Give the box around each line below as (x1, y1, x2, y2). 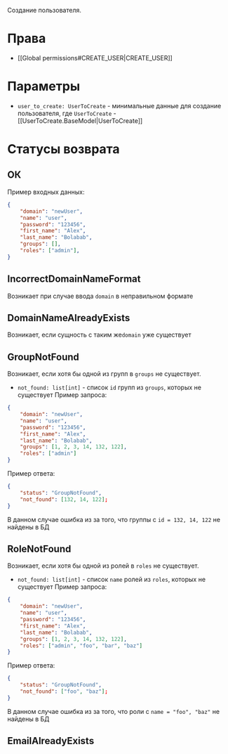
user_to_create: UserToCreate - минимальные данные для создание (17, 101, 222, 110)
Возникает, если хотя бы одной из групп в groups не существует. (7, 370, 201, 378)
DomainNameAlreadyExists (7, 312, 130, 324)
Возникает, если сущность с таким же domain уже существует (7, 330, 192, 339)
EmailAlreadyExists (7, 735, 95, 747)
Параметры (7, 79, 81, 94)
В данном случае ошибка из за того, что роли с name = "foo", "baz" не (7, 707, 220, 715)
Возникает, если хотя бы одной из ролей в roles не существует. (7, 561, 199, 570)
